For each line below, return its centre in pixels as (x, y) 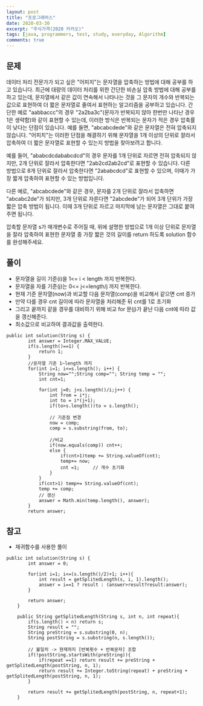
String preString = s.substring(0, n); (78, 633)
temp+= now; (75, 461)
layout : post (23, 12)
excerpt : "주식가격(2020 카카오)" (45, 29)
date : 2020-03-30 (28, 23)
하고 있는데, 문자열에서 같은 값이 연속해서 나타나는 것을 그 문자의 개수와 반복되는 (101, 97)
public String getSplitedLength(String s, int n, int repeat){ (98, 617)
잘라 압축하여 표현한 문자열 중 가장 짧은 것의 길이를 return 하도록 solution (99, 234)
